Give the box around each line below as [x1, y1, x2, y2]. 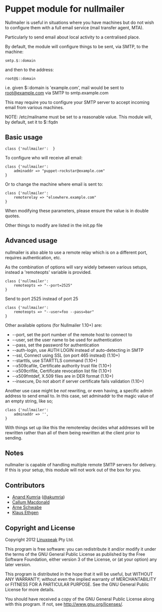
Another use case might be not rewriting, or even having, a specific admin [5, 387, 153, 393]
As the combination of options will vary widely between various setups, [5, 264, 148, 270]
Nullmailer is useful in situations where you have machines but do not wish [5, 19, 154, 25]
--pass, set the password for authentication [12, 342, 99, 348]
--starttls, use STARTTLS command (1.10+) [12, 357, 98, 363]
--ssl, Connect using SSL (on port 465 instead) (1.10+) [12, 352, 120, 358]
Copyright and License [5, 524, 75, 532]
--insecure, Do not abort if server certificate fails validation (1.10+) [12, 378, 144, 384]
